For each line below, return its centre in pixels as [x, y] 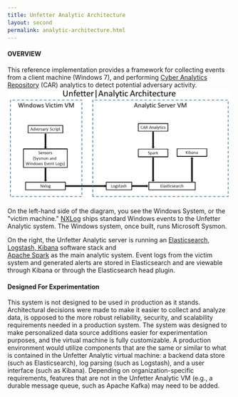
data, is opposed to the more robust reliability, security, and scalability [110, 318]
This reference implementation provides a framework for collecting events [116, 69]
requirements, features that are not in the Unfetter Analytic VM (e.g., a [110, 378]
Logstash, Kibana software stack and [62, 248]
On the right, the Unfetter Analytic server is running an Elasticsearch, [109, 240]
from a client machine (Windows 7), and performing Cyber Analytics [108, 77]
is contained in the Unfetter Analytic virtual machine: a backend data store [117, 356]
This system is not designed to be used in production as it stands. [104, 302]
